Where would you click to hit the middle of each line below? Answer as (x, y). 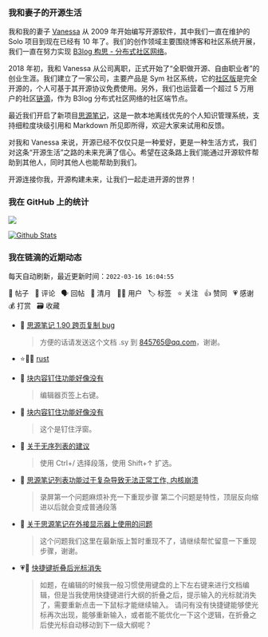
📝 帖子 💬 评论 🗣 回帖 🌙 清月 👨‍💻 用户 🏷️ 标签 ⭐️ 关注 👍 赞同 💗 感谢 (131, 293)
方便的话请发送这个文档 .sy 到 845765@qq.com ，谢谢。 (132, 342)
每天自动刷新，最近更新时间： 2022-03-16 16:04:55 (91, 276)
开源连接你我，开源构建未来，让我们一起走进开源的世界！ (102, 179)
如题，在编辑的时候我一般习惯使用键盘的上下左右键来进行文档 (141, 584)
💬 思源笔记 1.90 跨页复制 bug (67, 324)
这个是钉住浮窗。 (68, 428)
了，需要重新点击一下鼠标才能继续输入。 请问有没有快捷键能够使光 (149, 604)
